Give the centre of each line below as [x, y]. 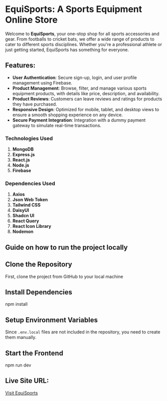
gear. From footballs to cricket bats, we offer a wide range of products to [80, 39]
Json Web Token [30, 200]
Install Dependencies [39, 292]
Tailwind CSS [26, 205]
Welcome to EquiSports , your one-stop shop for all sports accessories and [82, 34]
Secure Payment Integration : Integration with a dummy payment [79, 120]
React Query [26, 221]
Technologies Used [29, 138]
